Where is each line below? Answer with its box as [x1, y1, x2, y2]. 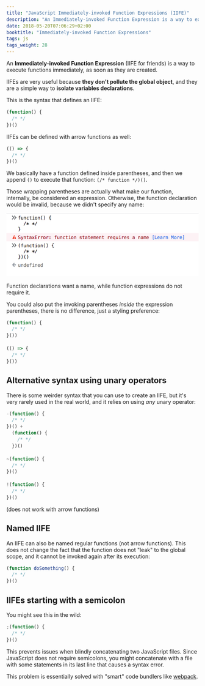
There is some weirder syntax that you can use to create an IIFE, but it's [6, 392, 187, 399]
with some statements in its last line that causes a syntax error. [6, 661, 165, 668]
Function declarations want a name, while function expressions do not [6, 282, 182, 289]
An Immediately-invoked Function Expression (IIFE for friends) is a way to [6, 60, 195, 67]
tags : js [6, 35, 29, 42]
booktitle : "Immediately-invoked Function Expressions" [6, 29, 151, 35]
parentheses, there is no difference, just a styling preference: [6, 307, 160, 315]
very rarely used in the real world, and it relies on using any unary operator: [6, 398, 196, 405]
